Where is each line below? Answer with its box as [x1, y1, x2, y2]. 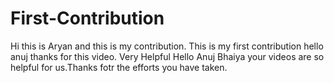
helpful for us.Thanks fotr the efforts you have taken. [10, 61, 228, 73]
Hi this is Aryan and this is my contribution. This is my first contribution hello [10, 40, 324, 52]
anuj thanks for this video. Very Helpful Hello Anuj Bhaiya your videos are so [10, 50, 325, 62]
